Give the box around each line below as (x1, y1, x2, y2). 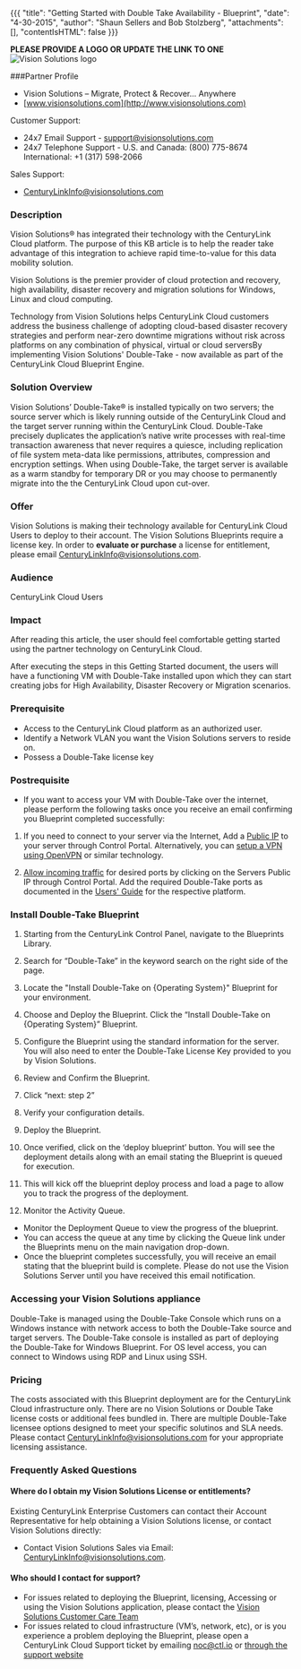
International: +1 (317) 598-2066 (22, 151, 142, 162)
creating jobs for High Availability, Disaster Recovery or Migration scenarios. (10, 680, 291, 691)
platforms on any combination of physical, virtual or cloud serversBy (10, 340, 262, 350)
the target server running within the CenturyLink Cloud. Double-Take (10, 420, 263, 431)
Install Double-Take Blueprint (10, 908, 140, 921)
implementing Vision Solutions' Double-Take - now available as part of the (10, 349, 284, 360)
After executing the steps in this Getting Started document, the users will (10, 661, 279, 672)
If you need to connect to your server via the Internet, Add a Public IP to (22, 830, 289, 841)
